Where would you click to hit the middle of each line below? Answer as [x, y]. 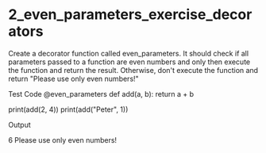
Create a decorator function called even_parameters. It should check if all [128, 53]
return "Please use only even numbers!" [73, 78]
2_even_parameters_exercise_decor [130, 15]
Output [19, 124]
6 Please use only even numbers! [63, 140]
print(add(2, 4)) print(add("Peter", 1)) [68, 109]
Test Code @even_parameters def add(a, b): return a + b [101, 94]
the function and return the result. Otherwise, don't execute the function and [133, 70]
